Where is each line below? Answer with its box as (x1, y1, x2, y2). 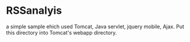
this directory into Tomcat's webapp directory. (6, 29, 117, 36)
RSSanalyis (6, 4, 62, 17)
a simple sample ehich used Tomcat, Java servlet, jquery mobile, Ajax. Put (6, 23, 185, 30)
